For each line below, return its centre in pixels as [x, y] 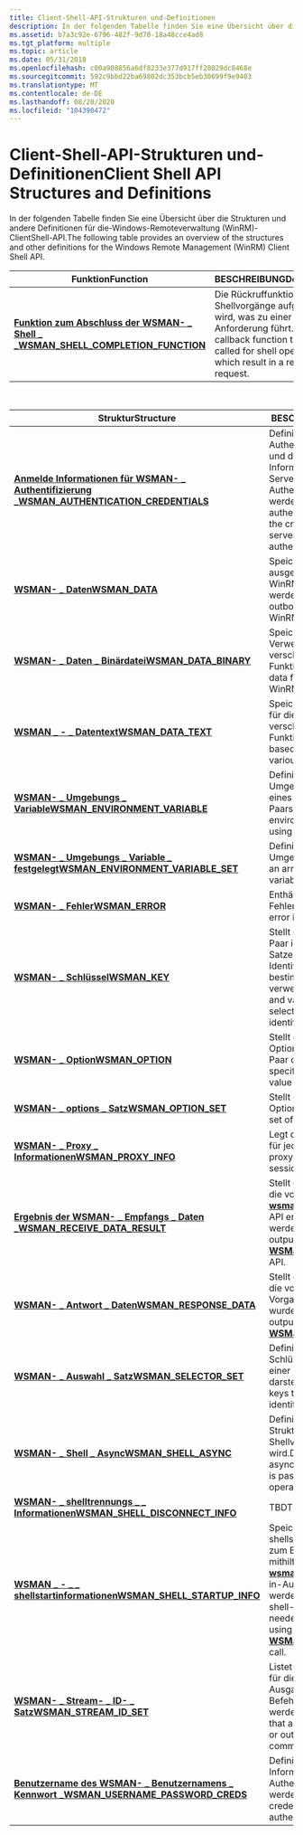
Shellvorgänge [245, 306]
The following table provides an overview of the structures [175, 238]
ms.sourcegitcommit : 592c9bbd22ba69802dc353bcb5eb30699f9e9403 [131, 77]
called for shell [245, 351]
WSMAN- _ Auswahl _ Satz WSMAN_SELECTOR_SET [129, 1376]
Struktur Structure [137, 419]
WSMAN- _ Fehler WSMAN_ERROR [90, 906]
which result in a [249, 363]
